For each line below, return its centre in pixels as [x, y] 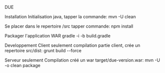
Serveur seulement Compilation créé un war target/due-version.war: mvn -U [82, 60]
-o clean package [22, 65]
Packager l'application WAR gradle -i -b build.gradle [58, 36]
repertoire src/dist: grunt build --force [43, 51]
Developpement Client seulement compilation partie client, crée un [72, 45]
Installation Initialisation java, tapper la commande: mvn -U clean [70, 17]
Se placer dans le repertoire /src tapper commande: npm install [69, 26]
